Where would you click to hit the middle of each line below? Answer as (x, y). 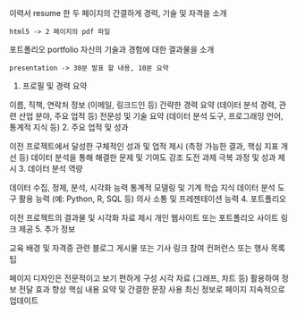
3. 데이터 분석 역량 (51, 169)
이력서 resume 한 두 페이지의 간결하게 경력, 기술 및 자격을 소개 (118, 13)
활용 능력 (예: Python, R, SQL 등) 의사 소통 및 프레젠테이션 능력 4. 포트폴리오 (153, 199)
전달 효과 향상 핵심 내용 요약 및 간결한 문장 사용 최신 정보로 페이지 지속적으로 (152, 289)
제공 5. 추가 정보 (47, 229)
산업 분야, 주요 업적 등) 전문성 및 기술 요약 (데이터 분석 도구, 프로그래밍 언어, (151, 116)
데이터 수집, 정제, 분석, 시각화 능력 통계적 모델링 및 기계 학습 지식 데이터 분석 (142, 187)
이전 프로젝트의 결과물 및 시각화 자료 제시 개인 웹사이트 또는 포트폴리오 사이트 (144, 218)
